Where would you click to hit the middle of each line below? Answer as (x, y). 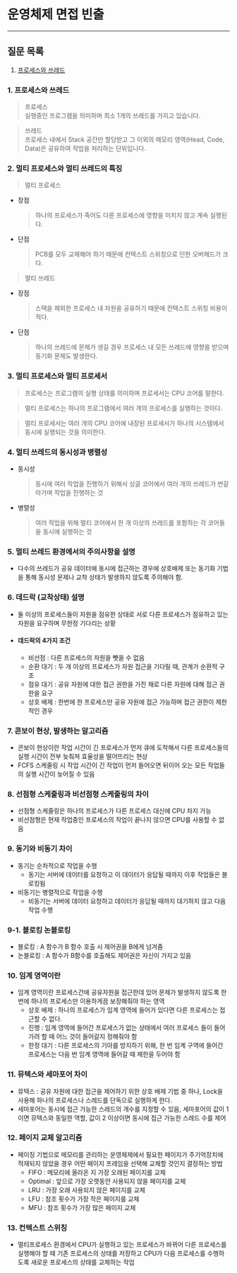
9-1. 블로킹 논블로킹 (39, 930)
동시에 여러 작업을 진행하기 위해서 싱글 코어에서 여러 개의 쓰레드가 (126, 484)
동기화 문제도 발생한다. (66, 356)
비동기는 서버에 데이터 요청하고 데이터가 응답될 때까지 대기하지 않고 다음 (127, 901)
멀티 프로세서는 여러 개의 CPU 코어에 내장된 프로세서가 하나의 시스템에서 (124, 423)
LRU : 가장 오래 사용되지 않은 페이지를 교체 (87, 1189)
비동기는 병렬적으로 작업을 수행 (60, 892)
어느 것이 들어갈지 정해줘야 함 (97, 1037)
